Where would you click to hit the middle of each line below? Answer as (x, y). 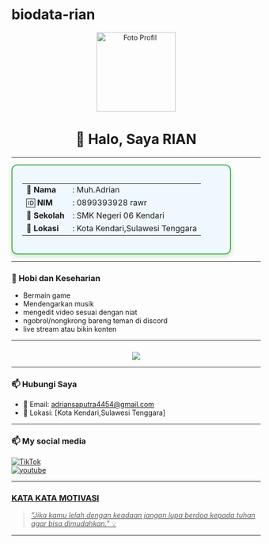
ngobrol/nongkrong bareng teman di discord (95, 321)
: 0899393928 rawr (110, 202)
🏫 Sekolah (45, 215)
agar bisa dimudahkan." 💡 (74, 523)
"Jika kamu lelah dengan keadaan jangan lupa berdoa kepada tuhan (143, 515)
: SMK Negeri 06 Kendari (119, 215)
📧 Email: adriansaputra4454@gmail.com (89, 405)
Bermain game (47, 295)
